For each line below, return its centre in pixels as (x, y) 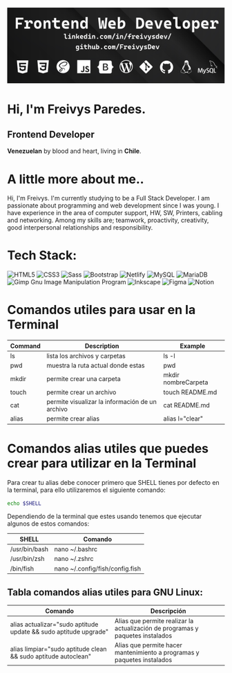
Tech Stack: (42, 256)
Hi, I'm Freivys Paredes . (77, 109)
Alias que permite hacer (149, 645)
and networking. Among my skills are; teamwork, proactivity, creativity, (108, 220)
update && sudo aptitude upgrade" (59, 632)
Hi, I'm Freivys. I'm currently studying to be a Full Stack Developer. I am (109, 199)
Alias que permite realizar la (154, 620)
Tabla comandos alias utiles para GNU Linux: (105, 592)
